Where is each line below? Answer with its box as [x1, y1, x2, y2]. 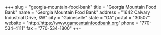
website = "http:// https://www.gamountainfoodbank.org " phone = [5, 20, 139, 26]
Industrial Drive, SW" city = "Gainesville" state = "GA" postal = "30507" [5, 15, 150, 20]
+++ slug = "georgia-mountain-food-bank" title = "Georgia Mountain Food [5, 4, 157, 10]
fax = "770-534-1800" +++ [26, 25, 81, 31]
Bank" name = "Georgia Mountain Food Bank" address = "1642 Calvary [5, 9, 150, 15]
